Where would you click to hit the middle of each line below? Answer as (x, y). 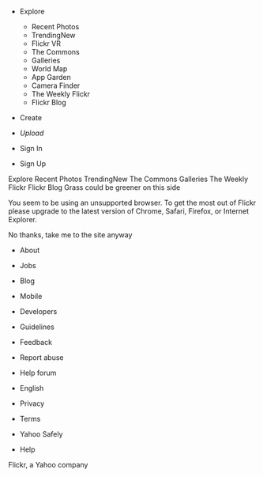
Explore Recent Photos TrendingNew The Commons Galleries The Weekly (128, 179)
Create (30, 117)
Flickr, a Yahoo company (48, 465)
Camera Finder (56, 85)
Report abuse (42, 358)
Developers (38, 311)
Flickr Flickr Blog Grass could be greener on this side (94, 187)
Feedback (36, 342)
